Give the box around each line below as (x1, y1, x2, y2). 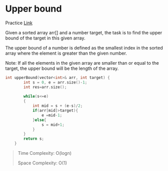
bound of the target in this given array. (5, 35, 85, 41)
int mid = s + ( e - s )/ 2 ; (32, 103, 83, 109)
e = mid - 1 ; (41, 112, 62, 118)
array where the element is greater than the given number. (5, 50, 127, 56)
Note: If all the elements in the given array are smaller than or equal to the (5, 60, 159, 66)
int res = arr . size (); (23, 84, 67, 90)
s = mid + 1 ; (41, 122, 65, 127)
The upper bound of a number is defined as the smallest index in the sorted (5, 45, 163, 51)
